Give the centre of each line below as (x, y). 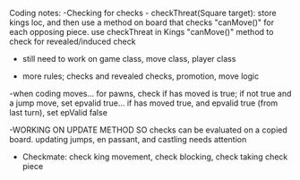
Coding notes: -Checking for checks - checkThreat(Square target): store (143, 13)
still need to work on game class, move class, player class (129, 59)
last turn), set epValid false (58, 112)
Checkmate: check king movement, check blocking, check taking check (155, 157)
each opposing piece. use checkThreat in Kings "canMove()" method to (141, 32)
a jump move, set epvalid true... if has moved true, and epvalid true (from (144, 103)
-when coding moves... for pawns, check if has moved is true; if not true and (150, 94)
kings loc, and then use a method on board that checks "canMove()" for (142, 22)
